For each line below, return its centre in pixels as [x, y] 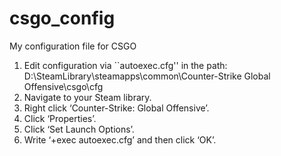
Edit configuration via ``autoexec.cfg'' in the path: [125, 65]
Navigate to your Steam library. [87, 97]
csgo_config [62, 18]
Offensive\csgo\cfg [63, 86]
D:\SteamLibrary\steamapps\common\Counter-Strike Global [147, 76]
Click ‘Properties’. [60, 118]
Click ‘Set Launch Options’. [79, 129]
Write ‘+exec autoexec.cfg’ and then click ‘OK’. [120, 139]
